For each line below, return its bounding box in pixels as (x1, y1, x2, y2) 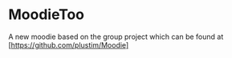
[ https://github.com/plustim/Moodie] (8, 40, 129, 49)
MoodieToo (8, 6, 85, 24)
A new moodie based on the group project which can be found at (8, 32, 224, 41)
